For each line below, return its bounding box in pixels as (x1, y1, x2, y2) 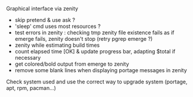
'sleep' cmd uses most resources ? (14, 23, 101, 30)
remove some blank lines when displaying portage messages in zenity (14, 67, 188, 73)
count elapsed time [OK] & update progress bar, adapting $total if (14, 48, 176, 55)
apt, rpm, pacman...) (6, 85, 57, 91)
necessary (14, 54, 41, 61)
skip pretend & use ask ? (14, 17, 76, 23)
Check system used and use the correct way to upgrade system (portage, (6, 78, 188, 85)
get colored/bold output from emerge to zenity (14, 60, 129, 67)
